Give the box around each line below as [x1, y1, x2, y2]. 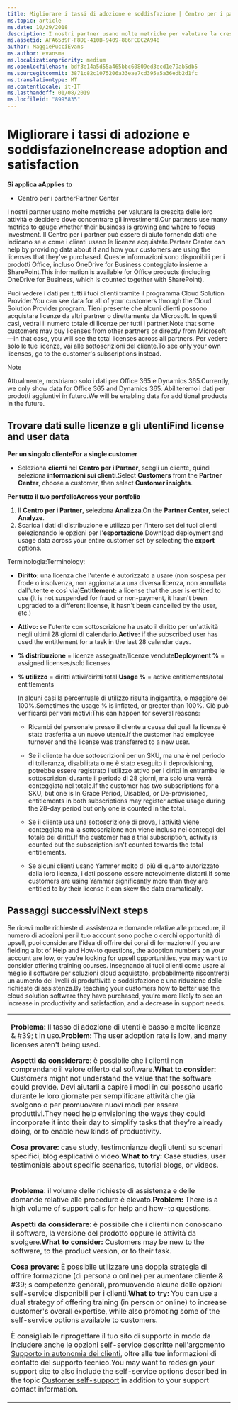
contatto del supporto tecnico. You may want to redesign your [11, 1358, 215, 1367]
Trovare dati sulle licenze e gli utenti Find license [7, 419, 225, 432]
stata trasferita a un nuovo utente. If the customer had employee [28, 730, 215, 738]
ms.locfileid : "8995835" [7, 96, 81, 103]
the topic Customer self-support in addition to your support [11, 1375, 210, 1385]
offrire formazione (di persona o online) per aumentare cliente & [11, 1270, 224, 1280]
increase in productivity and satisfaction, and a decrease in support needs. [7, 998, 226, 1007]
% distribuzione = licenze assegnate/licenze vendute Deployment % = [17, 651, 225, 660]
